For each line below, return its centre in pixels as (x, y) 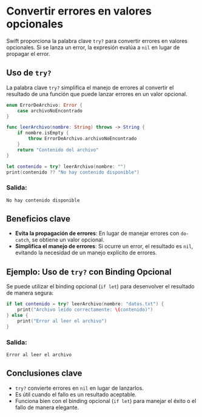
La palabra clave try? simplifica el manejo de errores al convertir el (90, 87)
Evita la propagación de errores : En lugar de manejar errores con (97, 233)
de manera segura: (30, 293)
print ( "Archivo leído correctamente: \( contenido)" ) (85, 310)
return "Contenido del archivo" (58, 150)
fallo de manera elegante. (47, 407)
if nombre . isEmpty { (43, 133)
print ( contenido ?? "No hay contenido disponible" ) (73, 172)
